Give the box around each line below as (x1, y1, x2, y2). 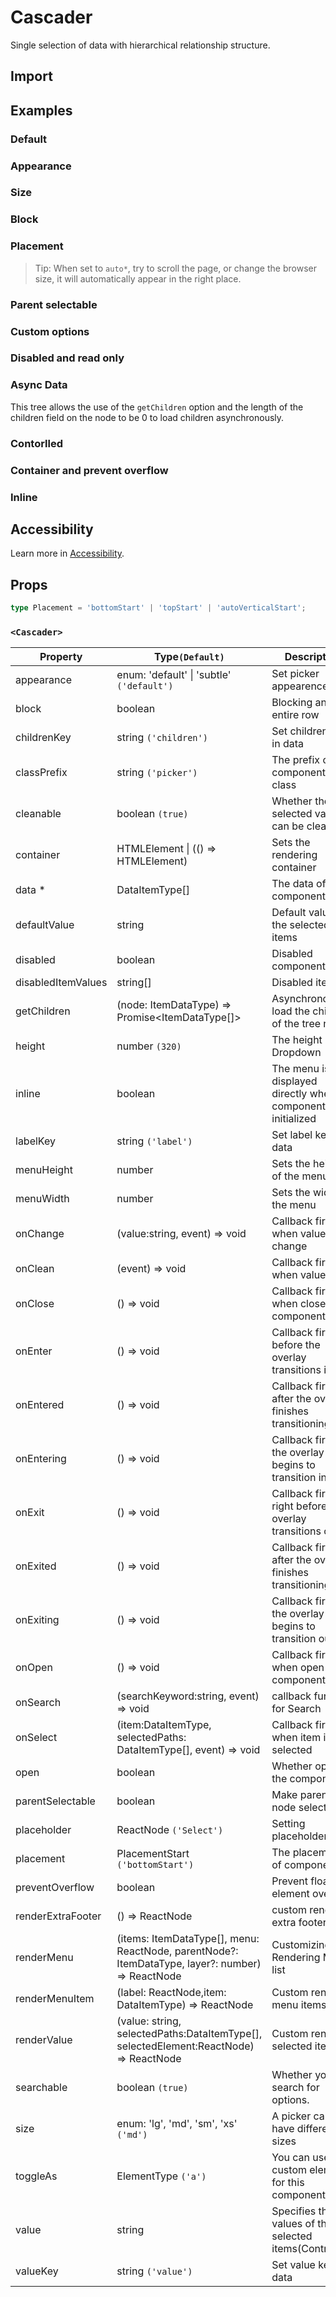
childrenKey (15, 731, 72, 745)
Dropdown (271, 1046, 322, 1060)
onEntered (15, 1398, 65, 1412)
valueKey (15, 2264, 59, 2278)
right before (271, 1499, 328, 1513)
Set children (271, 724, 329, 738)
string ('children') (116, 731, 208, 745)
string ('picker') (116, 766, 198, 780)
